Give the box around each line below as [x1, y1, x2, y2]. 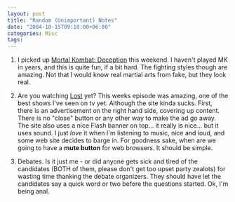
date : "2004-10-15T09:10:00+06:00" [7, 23, 112, 30]
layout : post [7, 10, 46, 18]
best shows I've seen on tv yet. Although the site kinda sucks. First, [17, 99, 213, 107]
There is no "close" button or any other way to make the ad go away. [17, 114, 216, 123]
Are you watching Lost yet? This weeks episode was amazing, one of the [17, 92, 229, 100]
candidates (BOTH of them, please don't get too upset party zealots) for [17, 165, 226, 173]
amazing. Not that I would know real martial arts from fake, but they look [17, 71, 227, 79]
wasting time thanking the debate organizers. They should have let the [17, 173, 222, 181]
